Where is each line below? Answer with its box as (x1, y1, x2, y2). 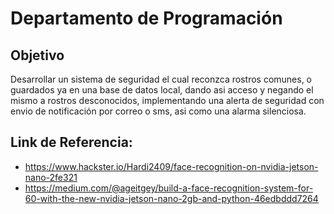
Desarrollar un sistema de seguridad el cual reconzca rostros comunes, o (10, 73, 313, 85)
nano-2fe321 (24, 171, 78, 183)
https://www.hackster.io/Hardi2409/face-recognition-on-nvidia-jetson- (24, 160, 319, 172)
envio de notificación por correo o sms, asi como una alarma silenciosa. (10, 105, 307, 117)
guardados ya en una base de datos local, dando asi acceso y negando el (10, 84, 314, 96)
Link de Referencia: (10, 134, 133, 151)
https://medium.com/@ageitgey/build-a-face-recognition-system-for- (24, 182, 314, 194)
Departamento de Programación (10, 7, 283, 30)
